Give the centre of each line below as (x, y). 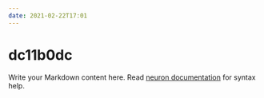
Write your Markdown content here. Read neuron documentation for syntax (132, 77)
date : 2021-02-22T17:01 (48, 16)
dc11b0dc (40, 55)
